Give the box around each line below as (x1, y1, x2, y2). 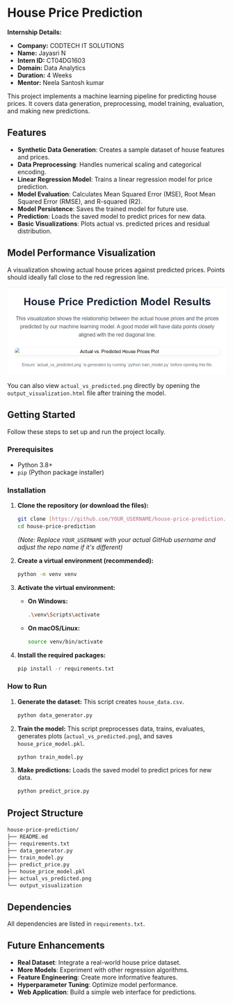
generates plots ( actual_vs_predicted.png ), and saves (17, 731, 172, 740)
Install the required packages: (17, 651, 106, 659)
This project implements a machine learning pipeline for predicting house (7, 92, 217, 100)
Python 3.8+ (17, 460, 54, 469)
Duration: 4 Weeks (17, 71, 72, 79)
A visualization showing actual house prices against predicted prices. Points (7, 265, 225, 274)
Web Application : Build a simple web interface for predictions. (17, 988, 197, 996)
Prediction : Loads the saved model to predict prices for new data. (17, 212, 207, 220)
